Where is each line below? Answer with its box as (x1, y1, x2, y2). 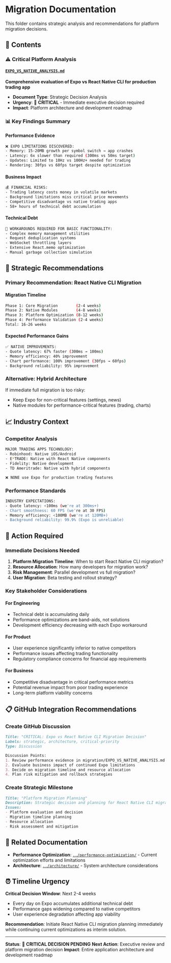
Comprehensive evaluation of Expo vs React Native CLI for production (5, 79, 156, 85)
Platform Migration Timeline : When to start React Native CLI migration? (12, 558, 164, 564)
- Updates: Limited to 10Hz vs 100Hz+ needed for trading (5, 158, 131, 163)
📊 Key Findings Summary (5, 118, 71, 125)
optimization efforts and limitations (12, 857, 85, 863)
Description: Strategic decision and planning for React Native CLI (5, 800, 154, 805)
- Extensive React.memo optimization (5, 245, 85, 250)
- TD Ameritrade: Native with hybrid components (5, 466, 110, 471)
